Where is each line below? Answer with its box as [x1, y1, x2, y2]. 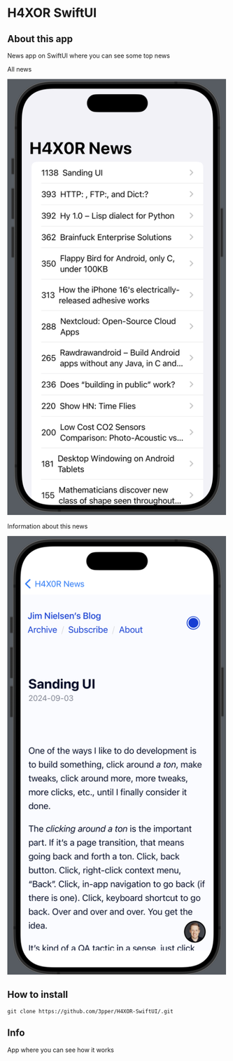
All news [7, 65, 32, 73]
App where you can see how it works [7, 1046, 114, 1054]
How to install [7, 988, 69, 1001]
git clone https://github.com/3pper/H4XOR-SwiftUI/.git [7, 1008, 174, 1015]
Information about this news [7, 522, 88, 530]
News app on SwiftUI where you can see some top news [7, 51, 170, 60]
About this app [7, 33, 73, 45]
